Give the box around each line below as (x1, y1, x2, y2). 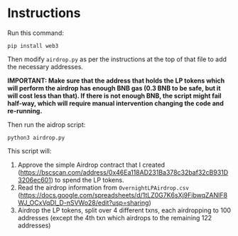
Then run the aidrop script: (7, 120, 86, 129)
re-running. (7, 106, 43, 115)
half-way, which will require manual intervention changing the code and (7, 98, 224, 108)
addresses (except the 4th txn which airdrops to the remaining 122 (17, 213, 212, 222)
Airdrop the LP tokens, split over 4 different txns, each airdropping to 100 (17, 205, 232, 215)
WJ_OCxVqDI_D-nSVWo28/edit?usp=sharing (17, 198, 149, 207)
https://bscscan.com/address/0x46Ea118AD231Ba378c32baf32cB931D (20, 168, 229, 176)
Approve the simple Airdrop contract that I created (17, 160, 166, 169)
